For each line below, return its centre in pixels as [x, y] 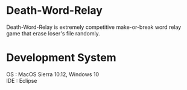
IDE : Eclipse [22, 80]
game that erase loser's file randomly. [53, 33]
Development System [61, 58]
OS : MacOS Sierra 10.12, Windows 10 [53, 74]
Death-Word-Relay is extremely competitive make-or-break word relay [94, 27]
